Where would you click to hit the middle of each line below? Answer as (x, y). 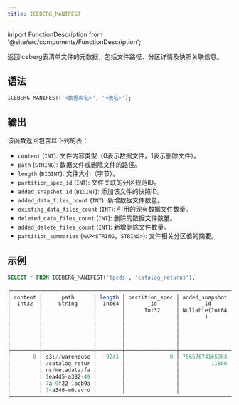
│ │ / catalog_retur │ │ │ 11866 (117, 364)
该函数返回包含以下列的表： (48, 140)
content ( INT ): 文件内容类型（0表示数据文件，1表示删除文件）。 (109, 156)
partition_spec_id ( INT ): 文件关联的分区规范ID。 (89, 183)
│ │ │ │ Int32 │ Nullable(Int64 (117, 311)
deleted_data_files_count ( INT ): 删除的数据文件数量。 (97, 218)
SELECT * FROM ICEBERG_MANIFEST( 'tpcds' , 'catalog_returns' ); (101, 277)
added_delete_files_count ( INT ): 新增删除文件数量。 (94, 227)
